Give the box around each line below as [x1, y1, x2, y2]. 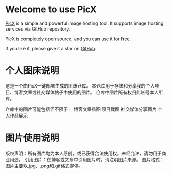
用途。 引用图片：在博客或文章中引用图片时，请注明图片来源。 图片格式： [9, 156, 164, 162]
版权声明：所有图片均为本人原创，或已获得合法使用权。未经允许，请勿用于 [5, 150, 162, 156]
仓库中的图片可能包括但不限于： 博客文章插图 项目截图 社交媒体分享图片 [5, 106, 157, 112]
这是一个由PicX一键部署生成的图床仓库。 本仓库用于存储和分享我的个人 [5, 82, 155, 89]
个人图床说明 [5, 65, 60, 77]
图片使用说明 [5, 132, 60, 144]
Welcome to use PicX [5, 4, 97, 15]
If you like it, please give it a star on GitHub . [5, 45, 97, 51]
